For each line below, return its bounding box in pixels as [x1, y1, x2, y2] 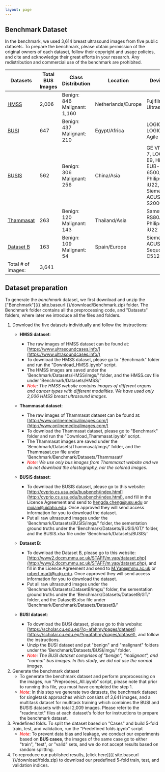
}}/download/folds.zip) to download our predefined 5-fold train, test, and [12, 757, 160, 763]
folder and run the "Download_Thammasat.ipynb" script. [27, 433, 141, 439]
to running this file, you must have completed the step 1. [19, 684, 133, 690]
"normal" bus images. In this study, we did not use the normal [27, 658, 152, 664]
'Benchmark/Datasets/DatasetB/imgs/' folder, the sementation [27, 587, 153, 592]
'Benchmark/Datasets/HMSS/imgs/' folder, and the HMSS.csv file [27, 372, 160, 378]
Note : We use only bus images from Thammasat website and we [27, 460, 159, 465]
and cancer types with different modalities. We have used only [27, 388, 154, 394]
